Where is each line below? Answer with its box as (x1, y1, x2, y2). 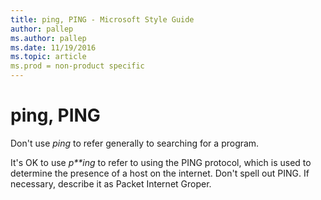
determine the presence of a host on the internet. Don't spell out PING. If (10, 167, 310, 179)
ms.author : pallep (10, 33, 87, 43)
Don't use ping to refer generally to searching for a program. (10, 137, 260, 149)
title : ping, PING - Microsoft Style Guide (10, 14, 195, 25)
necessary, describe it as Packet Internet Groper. (10, 177, 212, 190)
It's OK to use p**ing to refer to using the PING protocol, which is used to (10, 156, 312, 168)
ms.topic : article (10, 52, 87, 62)
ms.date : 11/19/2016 (10, 42, 97, 53)
